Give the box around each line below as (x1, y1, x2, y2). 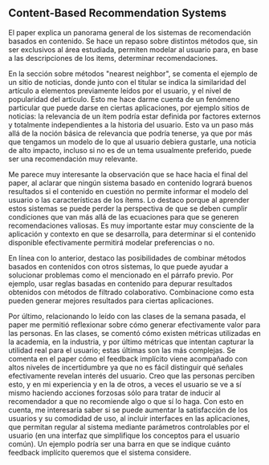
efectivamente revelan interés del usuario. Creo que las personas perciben (8, 370, 255, 380)
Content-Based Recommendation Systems (8, 6, 227, 20)
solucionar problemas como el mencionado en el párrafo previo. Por (8, 270, 234, 280)
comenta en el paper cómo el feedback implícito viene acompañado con (8, 354, 247, 363)
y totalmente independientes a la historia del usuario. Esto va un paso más (8, 119, 255, 129)
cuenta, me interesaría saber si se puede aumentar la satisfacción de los (8, 405, 248, 414)
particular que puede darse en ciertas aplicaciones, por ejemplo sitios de (8, 103, 251, 112)
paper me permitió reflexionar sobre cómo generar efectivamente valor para (8, 320, 261, 330)
